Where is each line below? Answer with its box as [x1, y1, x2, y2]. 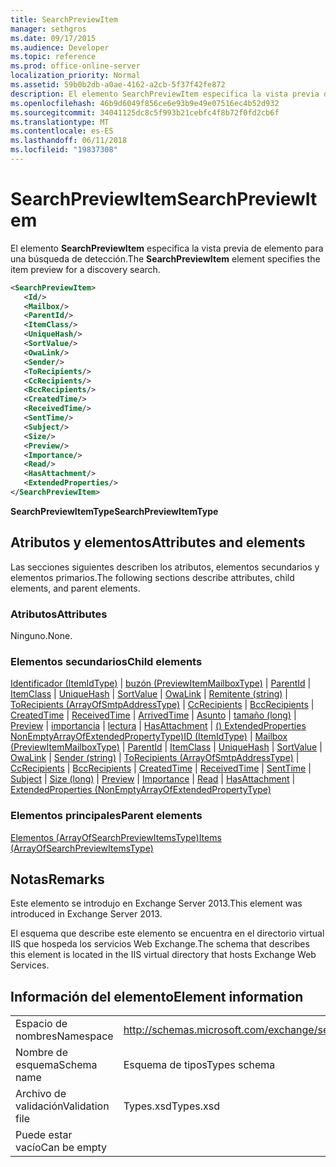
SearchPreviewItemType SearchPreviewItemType [10, 505, 219, 517]
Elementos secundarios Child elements [10, 654, 203, 668]
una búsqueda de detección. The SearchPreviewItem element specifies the [10, 252, 321, 265]
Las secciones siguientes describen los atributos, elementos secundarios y [10, 561, 320, 573]
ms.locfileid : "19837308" [10, 145, 118, 155]
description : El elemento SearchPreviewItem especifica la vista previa [10, 89, 320, 99]
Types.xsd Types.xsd [123, 1099, 220, 1113]
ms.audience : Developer [10, 42, 110, 53]
